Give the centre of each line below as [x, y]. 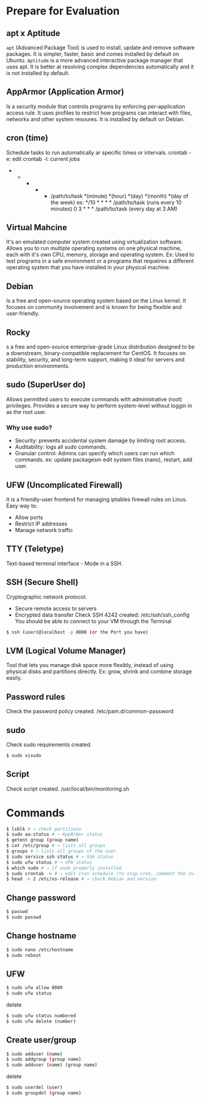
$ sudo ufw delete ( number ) [41, 1021]
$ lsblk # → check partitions [44, 829]
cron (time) [27, 138]
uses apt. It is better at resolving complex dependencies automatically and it [100, 67]
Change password [41, 898]
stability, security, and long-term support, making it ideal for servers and [95, 360]
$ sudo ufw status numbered [41, 1016]
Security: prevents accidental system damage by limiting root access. [100, 441]
